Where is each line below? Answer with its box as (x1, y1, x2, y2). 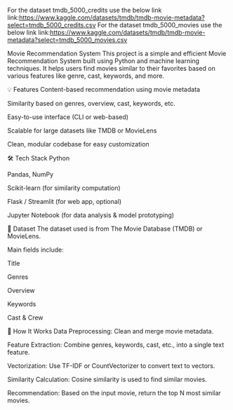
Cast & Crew (7, 313, 44, 322)
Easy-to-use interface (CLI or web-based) (7, 113, 128, 121)
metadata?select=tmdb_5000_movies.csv (7, 36, 128, 44)
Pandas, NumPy (7, 170, 54, 178)
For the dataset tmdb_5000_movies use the (97, 21, 222, 29)
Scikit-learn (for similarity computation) (7, 184, 121, 192)
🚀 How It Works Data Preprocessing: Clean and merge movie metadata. (7, 327, 214, 335)
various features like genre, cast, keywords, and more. (7, 71, 165, 80)
